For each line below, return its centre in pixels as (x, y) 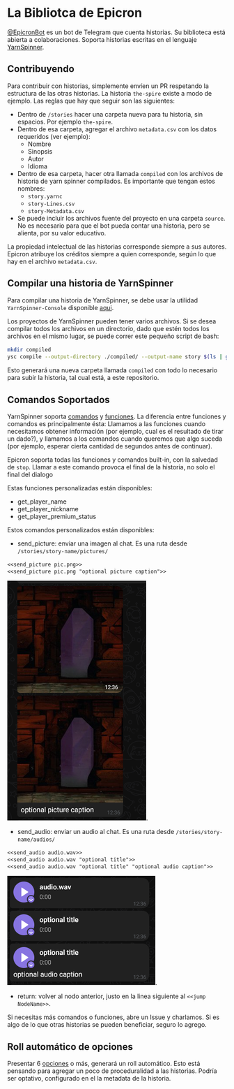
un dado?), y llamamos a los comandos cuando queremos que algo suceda (115, 439)
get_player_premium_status (56, 517)
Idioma (37, 166)
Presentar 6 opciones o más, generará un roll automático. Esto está (104, 1063)
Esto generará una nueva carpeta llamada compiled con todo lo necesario (112, 370)
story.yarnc (45, 196)
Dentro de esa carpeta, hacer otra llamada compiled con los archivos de (120, 173)
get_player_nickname (48, 509)
